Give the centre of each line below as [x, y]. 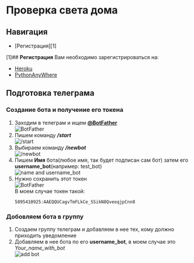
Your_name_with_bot [40, 248]
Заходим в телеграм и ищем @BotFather [66, 122]
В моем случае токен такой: [50, 191]
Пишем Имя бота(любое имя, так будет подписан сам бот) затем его [101, 160]
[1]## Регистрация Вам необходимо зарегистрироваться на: [82, 57]
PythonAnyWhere [36, 75]
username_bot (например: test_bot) [58, 166]
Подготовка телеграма [50, 93]
